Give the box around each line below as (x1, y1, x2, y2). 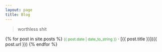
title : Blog (5, 12, 30, 17)
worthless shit (17, 26, 47, 32)
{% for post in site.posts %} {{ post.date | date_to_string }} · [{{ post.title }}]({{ (5, 36, 157, 42)
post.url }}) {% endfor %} (5, 41, 58, 47)
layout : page (5, 7, 33, 13)
